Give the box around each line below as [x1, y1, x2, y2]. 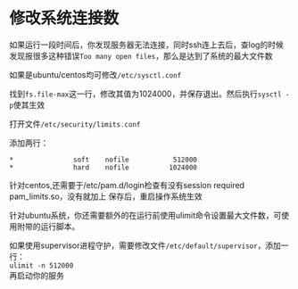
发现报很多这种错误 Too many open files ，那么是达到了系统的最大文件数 [9, 50, 274, 61]
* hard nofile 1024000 [9, 162, 198, 172]
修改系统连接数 [9, 8, 120, 29]
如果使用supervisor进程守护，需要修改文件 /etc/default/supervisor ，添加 [9, 240, 281, 251]
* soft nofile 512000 [9, 155, 198, 164]
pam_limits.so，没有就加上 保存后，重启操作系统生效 [9, 191, 203, 202]
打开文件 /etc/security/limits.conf [9, 118, 141, 129]
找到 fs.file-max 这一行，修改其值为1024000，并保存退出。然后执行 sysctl [9, 88, 283, 99]
